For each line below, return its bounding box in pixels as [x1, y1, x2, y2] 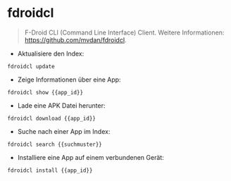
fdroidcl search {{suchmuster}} [7, 141, 102, 148]
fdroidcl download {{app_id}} [7, 115, 96, 122]
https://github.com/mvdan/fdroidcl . [24, 35, 127, 44]
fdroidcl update [7, 63, 55, 70]
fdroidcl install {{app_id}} [7, 167, 93, 174]
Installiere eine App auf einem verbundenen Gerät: [17, 153, 164, 161]
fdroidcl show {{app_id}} [7, 89, 83, 96]
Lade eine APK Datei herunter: [17, 101, 106, 110]
